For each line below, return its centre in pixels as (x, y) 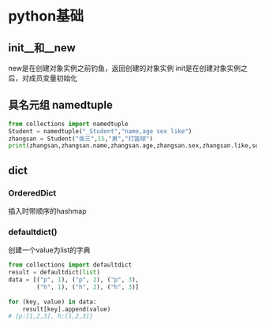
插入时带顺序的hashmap (47, 211)
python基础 (46, 16)
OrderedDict (32, 192)
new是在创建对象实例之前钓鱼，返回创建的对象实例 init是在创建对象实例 (125, 68)
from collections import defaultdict (70, 265)
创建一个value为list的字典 (49, 250)
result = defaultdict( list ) (54, 273)
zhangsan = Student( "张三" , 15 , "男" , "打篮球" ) (81, 139)
